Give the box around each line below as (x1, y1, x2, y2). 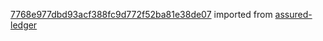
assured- (274, 9, 313, 20)
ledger (10, 19, 38, 31)
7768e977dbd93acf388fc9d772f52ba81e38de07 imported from (10, 9, 273, 20)
